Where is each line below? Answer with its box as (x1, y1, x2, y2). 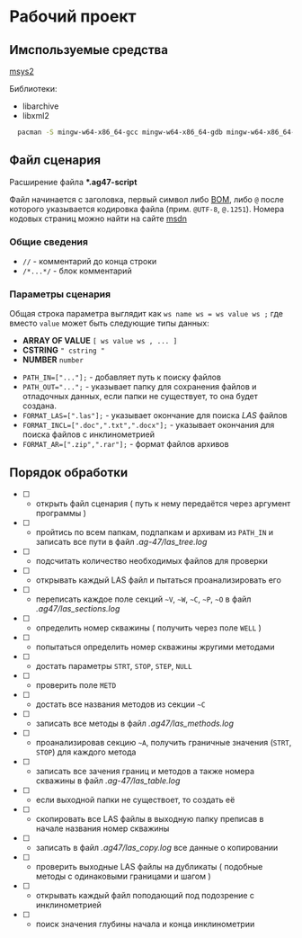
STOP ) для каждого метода (35, 746, 137, 757)
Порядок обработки (9, 465, 129, 480)
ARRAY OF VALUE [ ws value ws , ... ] (22, 335, 178, 346)
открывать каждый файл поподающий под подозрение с (35, 890, 254, 901)
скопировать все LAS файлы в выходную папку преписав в (35, 814, 264, 825)
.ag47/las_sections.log (35, 603, 120, 614)
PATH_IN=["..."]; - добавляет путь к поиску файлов (22, 371, 222, 383)
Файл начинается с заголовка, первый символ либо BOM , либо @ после (9, 193, 285, 204)
